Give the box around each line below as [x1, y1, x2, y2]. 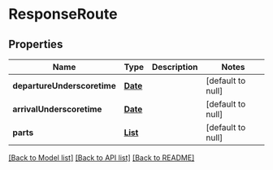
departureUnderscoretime [12, 81, 116, 91]
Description [151, 62, 198, 72]
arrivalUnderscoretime [12, 103, 102, 115]
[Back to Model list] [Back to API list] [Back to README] [8, 153, 195, 163]
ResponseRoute [8, 5, 118, 24]
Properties [8, 37, 63, 51]
